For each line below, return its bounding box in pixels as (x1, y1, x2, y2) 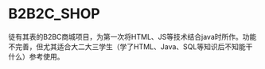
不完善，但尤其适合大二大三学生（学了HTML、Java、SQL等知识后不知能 (8, 41, 246, 52)
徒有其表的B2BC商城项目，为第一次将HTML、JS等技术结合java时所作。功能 (8, 32, 257, 41)
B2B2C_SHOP (8, 5, 101, 23)
